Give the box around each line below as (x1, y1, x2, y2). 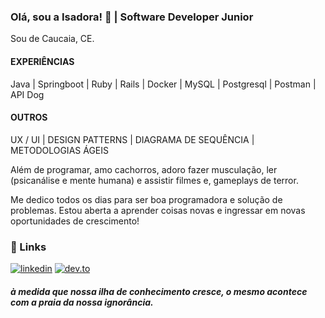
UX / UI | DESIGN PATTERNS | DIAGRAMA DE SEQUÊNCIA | (10, 133, 255, 145)
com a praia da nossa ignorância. (10, 296, 154, 308)
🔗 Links (10, 240, 47, 254)
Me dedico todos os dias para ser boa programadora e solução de (10, 193, 283, 205)
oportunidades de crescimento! (10, 215, 140, 227)
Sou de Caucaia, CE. (10, 33, 95, 45)
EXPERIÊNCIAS (10, 55, 75, 67)
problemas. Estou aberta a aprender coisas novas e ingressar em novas (10, 204, 306, 216)
